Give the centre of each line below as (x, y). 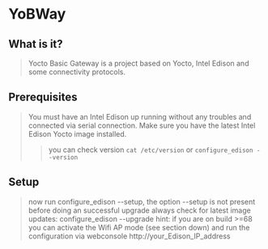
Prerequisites (43, 97)
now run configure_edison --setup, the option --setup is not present (142, 201)
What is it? (36, 44)
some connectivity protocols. (77, 72)
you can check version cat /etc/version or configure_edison (151, 150)
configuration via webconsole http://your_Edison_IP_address (129, 236)
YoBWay (37, 14)
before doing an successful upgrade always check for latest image (139, 210)
